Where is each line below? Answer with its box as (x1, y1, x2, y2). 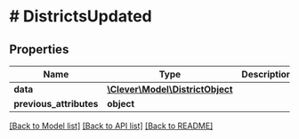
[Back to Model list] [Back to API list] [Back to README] (9, 120, 214, 131)
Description (241, 69, 293, 80)
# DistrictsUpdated (9, 6, 153, 27)
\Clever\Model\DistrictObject (106, 83, 233, 95)
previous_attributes (13, 98, 99, 110)
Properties (9, 42, 69, 57)
